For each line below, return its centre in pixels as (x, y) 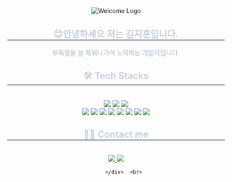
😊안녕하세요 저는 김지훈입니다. (116, 34)
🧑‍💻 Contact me (116, 135)
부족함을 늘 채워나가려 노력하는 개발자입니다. (116, 53)
